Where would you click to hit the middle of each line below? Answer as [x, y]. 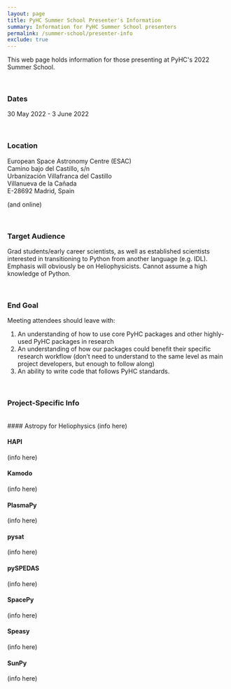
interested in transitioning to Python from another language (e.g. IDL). [107, 259]
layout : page [26, 14]
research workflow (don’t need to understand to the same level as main [120, 356]
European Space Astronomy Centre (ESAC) [69, 161]
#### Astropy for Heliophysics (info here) [67, 426]
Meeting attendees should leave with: [61, 321]
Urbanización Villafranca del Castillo [59, 176]
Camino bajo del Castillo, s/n [49, 168]
